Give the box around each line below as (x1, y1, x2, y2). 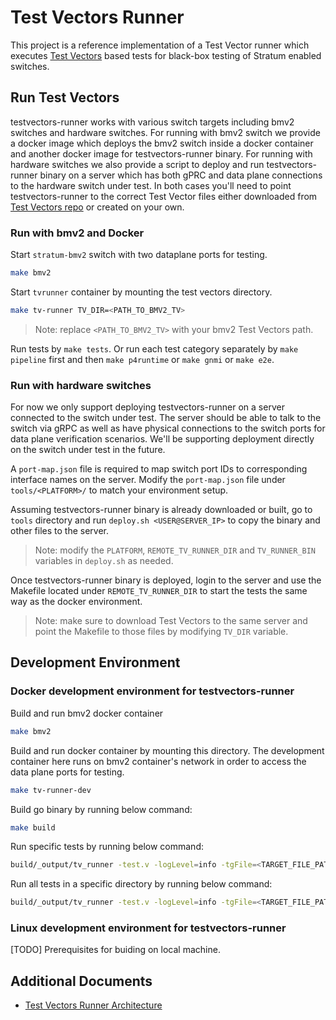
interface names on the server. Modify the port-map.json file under (10, 474, 286, 486)
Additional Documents (10, 972, 153, 990)
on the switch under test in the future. (10, 444, 166, 456)
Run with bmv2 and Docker (10, 226, 145, 240)
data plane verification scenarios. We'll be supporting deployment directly (10, 433, 315, 445)
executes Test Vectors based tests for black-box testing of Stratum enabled (10, 49, 322, 61)
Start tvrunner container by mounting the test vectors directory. (10, 286, 273, 298)
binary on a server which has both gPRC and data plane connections (39, 169, 323, 181)
